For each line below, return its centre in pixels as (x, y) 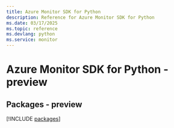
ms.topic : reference (32, 29)
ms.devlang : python (31, 34)
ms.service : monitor (32, 40)
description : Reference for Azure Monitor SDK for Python (80, 17)
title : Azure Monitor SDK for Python (54, 12)
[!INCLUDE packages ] (33, 119)
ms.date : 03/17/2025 (32, 23)
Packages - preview (44, 104)
